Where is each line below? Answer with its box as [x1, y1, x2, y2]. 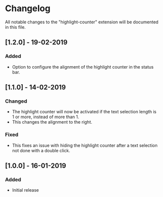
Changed [5, 98, 28, 105]
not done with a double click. [12, 147, 71, 153]
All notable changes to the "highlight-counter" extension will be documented [5, 19, 159, 25]
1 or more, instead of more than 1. [12, 114, 79, 120]
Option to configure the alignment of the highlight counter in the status [12, 64, 154, 70]
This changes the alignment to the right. [12, 119, 92, 125]
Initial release [12, 187, 39, 193]
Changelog [5, 3, 51, 14]
